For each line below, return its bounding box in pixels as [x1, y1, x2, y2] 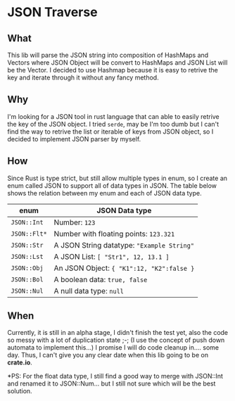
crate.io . [7, 358, 33, 367]
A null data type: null [53, 286, 125, 295]
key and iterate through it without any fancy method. [7, 73, 160, 82]
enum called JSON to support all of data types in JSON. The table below [7, 181, 217, 190]
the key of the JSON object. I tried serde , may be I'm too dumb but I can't [7, 120, 220, 128]
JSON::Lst [11, 253, 44, 260]
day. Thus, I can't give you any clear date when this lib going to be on [7, 351, 209, 359]
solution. [7, 387, 33, 395]
